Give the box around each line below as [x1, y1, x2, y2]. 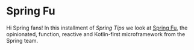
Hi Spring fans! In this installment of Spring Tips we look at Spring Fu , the [6, 24, 188, 31]
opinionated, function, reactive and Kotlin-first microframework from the [6, 30, 186, 37]
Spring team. [6, 37, 39, 44]
